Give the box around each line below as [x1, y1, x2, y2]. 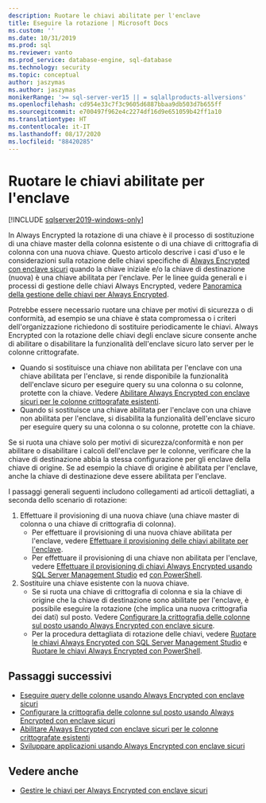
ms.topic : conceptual [8, 71, 80, 79]
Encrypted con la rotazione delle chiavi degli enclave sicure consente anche [8, 331, 257, 340]
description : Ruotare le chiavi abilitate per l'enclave [8, 11, 201, 20]
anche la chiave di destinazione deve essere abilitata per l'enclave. [8, 472, 227, 481]
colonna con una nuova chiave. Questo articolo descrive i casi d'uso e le [8, 248, 245, 257]
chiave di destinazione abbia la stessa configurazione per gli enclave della [8, 455, 251, 464]
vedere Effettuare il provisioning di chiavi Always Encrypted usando [31, 562, 253, 571]
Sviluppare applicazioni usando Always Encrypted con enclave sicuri [19, 742, 245, 751]
